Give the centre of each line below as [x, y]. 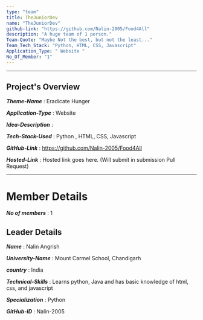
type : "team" [23, 12]
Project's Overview [43, 87]
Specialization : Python [36, 300]
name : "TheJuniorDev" [34, 23]
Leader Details [34, 232]
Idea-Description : [30, 125]
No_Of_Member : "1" [29, 57]
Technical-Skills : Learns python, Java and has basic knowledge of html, [97, 282]
